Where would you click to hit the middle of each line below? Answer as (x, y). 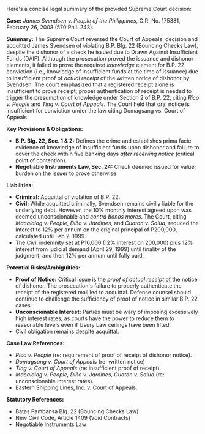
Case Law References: (35, 343)
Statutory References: (35, 399)
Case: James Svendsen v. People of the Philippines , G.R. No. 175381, (93, 21)
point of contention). (41, 160)
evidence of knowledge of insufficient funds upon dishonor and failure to (107, 147)
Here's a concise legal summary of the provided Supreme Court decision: (99, 9)
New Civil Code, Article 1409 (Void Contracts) (73, 418)
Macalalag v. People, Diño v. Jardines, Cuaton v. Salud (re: (90, 375)
